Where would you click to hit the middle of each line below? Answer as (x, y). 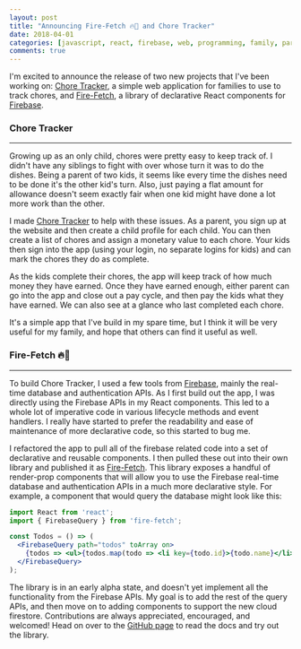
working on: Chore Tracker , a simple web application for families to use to (145, 86)
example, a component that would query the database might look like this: (146, 496)
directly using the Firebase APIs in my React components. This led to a (140, 402)
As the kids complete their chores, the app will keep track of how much (141, 277)
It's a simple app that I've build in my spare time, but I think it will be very (143, 323)
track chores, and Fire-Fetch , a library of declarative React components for (147, 96)
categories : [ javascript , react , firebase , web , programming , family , (144, 43)
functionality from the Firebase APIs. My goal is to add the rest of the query (149, 596)
